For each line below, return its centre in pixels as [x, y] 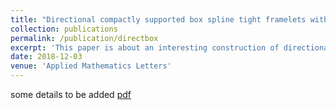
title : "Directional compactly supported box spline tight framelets [158, 19]
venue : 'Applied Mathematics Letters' [91, 66]
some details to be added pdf [71, 94]
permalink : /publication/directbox [84, 38]
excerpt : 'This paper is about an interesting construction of [145, 47]
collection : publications [64, 29]
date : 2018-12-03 [46, 57]
